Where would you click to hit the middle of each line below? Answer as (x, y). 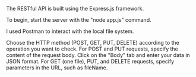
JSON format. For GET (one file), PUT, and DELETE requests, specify (90, 61)
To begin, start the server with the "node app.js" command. (79, 20)
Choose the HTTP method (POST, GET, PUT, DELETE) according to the (93, 43)
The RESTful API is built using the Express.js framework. (75, 9)
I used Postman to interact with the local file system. (70, 31)
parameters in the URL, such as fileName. (57, 68)
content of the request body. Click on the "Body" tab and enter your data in (98, 55)
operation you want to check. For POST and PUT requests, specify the (92, 49)
